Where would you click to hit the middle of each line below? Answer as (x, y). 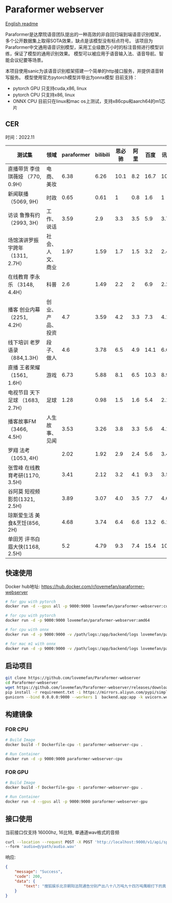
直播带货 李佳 (24, 169)
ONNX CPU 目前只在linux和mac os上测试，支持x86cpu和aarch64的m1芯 (89, 101)
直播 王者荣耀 (24, 367)
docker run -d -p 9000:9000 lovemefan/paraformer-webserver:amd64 (78, 621)
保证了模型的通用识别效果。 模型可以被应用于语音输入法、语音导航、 (87, 53)
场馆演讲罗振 (24, 240)
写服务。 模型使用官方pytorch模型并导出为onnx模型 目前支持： (71, 77)
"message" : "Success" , (39, 872)
